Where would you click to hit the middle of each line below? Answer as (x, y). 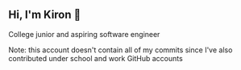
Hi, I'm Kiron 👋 (45, 15)
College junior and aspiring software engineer (84, 34)
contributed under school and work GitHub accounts (96, 58)
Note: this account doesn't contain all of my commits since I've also (120, 50)
